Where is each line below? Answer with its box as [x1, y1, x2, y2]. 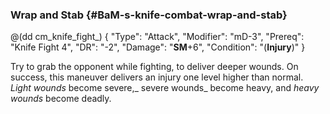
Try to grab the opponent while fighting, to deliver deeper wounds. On [10, 61, 299, 73]
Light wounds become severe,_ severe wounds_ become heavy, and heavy [10, 82, 320, 94]
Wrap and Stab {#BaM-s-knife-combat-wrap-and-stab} [10, 8, 288, 22]
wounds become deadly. [10, 93, 112, 105]
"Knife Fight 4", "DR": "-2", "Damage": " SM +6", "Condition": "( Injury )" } [10, 41, 306, 53]
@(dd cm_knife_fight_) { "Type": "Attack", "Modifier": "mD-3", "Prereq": [10, 31, 305, 43]
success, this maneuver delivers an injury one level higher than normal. [10, 71, 304, 83]
